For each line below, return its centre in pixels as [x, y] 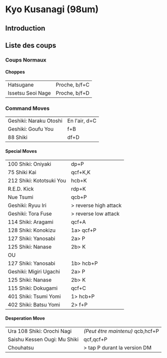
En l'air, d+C [82, 121]
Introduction [25, 28]
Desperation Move [25, 318]
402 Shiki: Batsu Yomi [34, 305]
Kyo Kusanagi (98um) [52, 9]
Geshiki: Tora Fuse [30, 213]
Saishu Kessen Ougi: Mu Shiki [43, 339]
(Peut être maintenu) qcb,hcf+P [121, 331]
